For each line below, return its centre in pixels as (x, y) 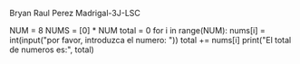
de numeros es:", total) (52, 50)
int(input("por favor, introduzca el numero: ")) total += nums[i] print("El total (150, 40)
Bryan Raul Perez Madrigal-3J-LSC (75, 13)
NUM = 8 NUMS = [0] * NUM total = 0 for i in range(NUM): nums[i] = (137, 30)
